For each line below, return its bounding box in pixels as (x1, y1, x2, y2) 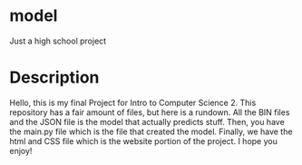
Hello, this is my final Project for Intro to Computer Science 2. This (9, 97, 257, 108)
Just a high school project (9, 35, 107, 46)
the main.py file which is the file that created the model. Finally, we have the (9, 126, 293, 137)
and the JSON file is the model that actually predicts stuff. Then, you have (9, 116, 286, 127)
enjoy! (9, 145, 33, 156)
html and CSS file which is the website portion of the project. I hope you (9, 135, 278, 146)
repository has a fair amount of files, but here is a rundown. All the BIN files (9, 106, 290, 118)
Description (9, 67, 100, 88)
